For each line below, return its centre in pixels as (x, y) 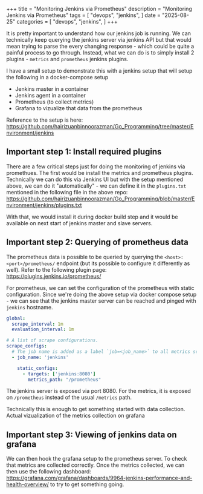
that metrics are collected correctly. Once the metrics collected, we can (95, 465)
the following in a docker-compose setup (57, 77)
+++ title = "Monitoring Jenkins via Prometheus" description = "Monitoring (99, 9)
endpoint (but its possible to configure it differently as (123, 263)
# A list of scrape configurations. (52, 341)
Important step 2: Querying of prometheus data (98, 242)
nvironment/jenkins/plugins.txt (44, 205)
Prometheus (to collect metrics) (54, 102)
